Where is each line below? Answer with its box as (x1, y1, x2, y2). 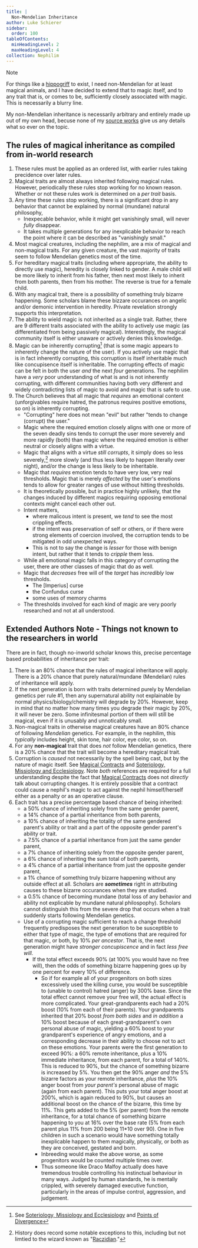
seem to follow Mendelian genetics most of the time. (14, 253, 143, 260)
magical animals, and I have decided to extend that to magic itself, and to (6, 86, 183, 93)
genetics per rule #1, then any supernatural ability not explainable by (14, 692, 181, 699)
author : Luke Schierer (6, 20, 62, 25)
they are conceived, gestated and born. (41, 1144, 137, 1151)
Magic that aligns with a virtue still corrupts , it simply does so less (23, 449, 184, 456)
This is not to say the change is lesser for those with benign (32, 544, 177, 551)
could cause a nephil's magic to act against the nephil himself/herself (14, 786, 184, 793)
